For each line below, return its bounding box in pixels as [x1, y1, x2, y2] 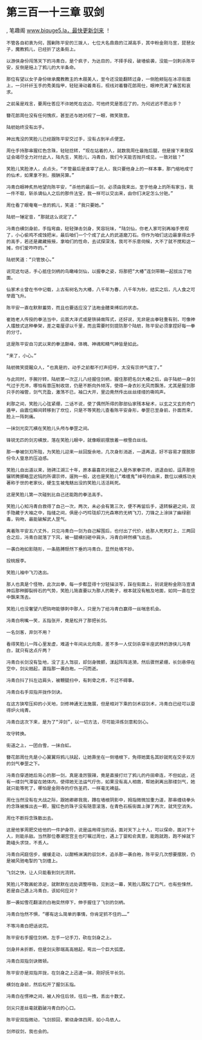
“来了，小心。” [6, 352, 37, 359]
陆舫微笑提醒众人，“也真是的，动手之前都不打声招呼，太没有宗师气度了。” [6, 364, 163, 370]
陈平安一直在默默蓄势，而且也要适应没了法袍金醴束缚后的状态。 [6, 304, 142, 311]
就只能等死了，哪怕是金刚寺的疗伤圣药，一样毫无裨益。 [6, 785, 124, 791]
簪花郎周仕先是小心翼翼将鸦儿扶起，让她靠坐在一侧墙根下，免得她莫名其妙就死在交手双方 [6, 754, 195, 760]
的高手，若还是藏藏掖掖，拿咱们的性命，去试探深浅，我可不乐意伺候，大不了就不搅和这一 [6, 239, 195, 245]
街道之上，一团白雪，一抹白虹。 [6, 742, 74, 748]
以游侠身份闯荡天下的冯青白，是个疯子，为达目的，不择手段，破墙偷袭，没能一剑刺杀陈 [6, 58, 191, 64]
